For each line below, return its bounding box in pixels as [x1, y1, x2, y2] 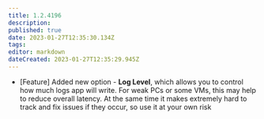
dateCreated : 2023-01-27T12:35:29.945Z [8, 56, 140, 64]
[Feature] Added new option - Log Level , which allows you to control [19, 76, 243, 87]
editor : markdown [8, 48, 66, 56]
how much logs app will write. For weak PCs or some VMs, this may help [19, 85, 257, 95]
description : [8, 19, 51, 27]
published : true [8, 26, 62, 34]
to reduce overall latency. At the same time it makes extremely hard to [19, 94, 247, 103]
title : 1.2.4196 [8, 11, 62, 20]
